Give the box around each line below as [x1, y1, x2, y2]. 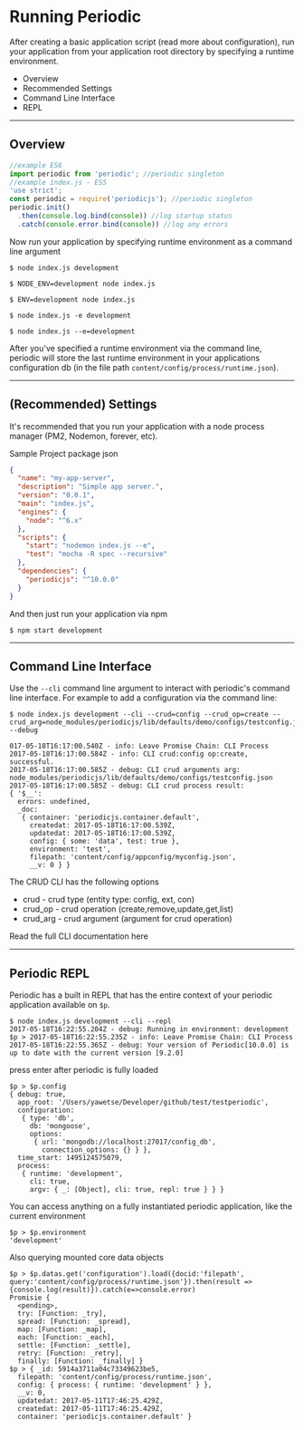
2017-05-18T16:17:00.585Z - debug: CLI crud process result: [9, 781, 245, 790]
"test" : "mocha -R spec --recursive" [25, 550, 168, 559]
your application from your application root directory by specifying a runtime [9, 45, 294, 56]
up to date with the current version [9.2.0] [9, 1048, 184, 1058]
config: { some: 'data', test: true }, [29, 836, 180, 846]
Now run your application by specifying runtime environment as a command [9, 236, 292, 246]
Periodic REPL [9, 965, 90, 981]
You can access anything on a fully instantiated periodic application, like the [9, 1201, 292, 1212]
